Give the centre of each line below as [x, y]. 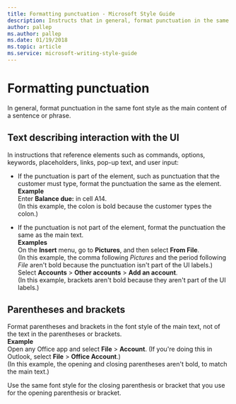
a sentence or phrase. [39, 115]
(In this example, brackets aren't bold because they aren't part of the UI [122, 279]
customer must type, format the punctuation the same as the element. [119, 183]
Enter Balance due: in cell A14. [62, 198]
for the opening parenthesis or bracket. [64, 393]
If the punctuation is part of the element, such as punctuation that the [119, 176]
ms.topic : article [34, 47]
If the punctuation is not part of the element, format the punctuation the [122, 227]
